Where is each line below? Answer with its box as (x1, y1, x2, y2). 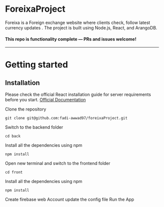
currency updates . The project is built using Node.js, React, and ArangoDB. (5, 24, 158, 30)
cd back (5, 134, 21, 139)
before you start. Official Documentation (5, 97, 86, 103)
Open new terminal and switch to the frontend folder (5, 161, 111, 166)
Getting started (5, 59, 68, 70)
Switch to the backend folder (5, 124, 63, 130)
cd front (5, 170, 23, 175)
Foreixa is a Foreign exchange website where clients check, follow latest (5, 20, 150, 25)
